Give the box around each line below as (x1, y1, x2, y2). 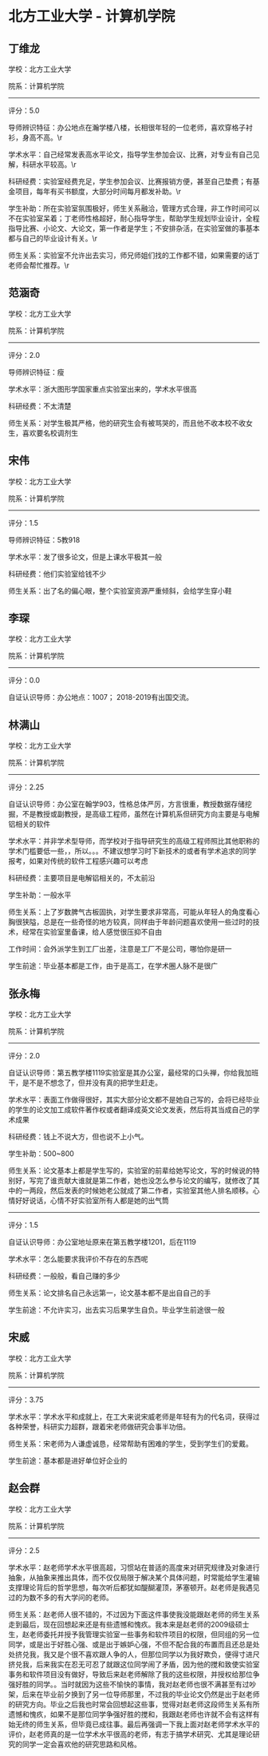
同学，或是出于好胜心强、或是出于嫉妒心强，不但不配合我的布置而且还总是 (8, 1639, 253, 1649)
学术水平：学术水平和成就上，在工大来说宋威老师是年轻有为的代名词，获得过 (8, 1412, 260, 1421)
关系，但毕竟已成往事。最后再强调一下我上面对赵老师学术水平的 (49, 1719, 260, 1729)
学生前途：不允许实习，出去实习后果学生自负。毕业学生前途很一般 (8, 1305, 225, 1315)
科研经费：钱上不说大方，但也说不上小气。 (8, 1132, 148, 1142)
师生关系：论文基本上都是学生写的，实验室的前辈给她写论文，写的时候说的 (8, 1166, 253, 1175)
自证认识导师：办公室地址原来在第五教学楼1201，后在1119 (8, 1238, 197, 1247)
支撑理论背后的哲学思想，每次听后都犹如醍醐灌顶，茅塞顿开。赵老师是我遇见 (8, 1583, 260, 1592)
